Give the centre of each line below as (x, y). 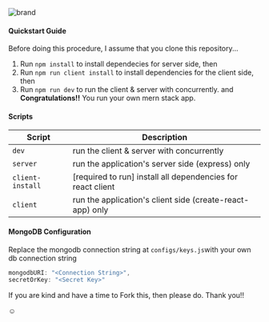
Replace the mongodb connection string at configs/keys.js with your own (130, 249)
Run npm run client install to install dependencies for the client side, (137, 73)
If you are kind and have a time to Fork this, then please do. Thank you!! (126, 296)
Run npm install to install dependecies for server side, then (118, 64)
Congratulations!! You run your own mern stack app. (108, 98)
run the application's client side (131, 200)
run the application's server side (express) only (161, 164)
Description (165, 138)
